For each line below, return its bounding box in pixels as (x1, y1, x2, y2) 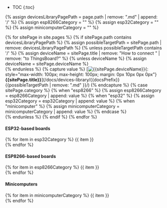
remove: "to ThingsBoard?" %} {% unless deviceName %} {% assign (5, 55, 147, 61)
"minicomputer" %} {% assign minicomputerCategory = (5, 103, 120, 109)
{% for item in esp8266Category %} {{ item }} (5, 164, 100, 170)
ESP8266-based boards (5, 153, 56, 159)
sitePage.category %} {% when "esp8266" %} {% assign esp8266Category (5, 87, 162, 93)
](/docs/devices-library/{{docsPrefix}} (41, 77, 120, 82)
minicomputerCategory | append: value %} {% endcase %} (5, 108, 127, 114)
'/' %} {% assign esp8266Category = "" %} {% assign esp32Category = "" (5, 19, 159, 25)
